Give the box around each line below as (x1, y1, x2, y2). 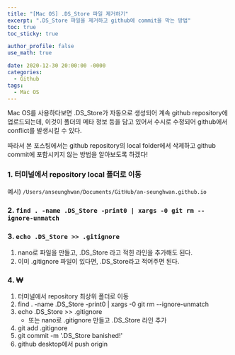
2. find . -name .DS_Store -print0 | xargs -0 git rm (7, 205, 195, 215)
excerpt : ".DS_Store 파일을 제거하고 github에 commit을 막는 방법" (7, 17, 191, 24)
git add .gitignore (17, 324, 68, 332)
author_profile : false (7, 43, 74, 50)
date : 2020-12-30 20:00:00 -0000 (7, 62, 106, 69)
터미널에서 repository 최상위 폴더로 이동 (17, 292, 130, 301)
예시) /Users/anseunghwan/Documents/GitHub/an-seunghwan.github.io (7, 187, 207, 195)
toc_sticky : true (7, 30, 59, 37)
